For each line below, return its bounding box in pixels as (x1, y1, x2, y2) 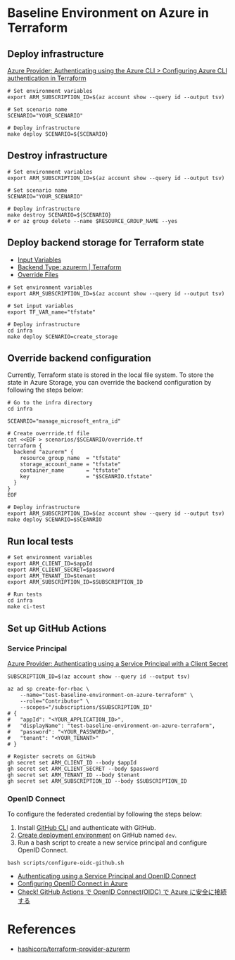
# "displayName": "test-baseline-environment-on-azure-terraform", (7, 722, 216, 729)
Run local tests (7, 535, 74, 547)
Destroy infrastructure (7, 150, 108, 162)
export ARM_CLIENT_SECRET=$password (7, 566, 115, 574)
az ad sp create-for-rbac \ (7, 685, 90, 692)
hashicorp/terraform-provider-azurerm (17, 945, 130, 954)
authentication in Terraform (7, 74, 87, 82)
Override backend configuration (7, 352, 151, 364)
